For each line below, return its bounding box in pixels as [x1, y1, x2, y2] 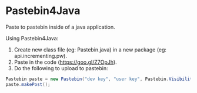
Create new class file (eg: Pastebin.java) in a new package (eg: [14, 46, 167, 53]
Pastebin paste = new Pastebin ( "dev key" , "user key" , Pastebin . [5, 76, 169, 82]
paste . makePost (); [5, 81, 51, 87]
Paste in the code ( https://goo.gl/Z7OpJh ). [14, 58, 117, 66]
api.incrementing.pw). [14, 52, 67, 59]
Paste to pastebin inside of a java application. [5, 23, 115, 30]
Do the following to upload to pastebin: [14, 64, 108, 71]
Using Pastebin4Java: [5, 35, 59, 42]
